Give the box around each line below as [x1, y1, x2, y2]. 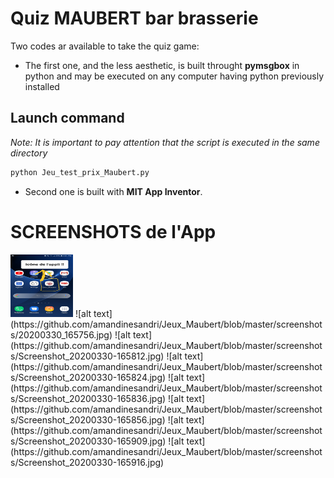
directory [10, 147, 48, 159]
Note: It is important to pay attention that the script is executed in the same [10, 136, 320, 148]
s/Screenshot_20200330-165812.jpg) [10, 350, 165, 362]
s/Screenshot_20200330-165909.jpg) [10, 435, 167, 447]
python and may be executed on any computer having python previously [24, 70, 325, 82]
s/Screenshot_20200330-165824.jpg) [10, 371, 167, 383]
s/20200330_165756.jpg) [10, 328, 113, 341]
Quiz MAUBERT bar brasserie [10, 7, 259, 30]
